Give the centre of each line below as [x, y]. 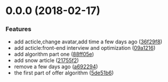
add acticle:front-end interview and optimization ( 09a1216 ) [85, 48]
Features [19, 29]
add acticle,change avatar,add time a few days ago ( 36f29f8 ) [88, 42]
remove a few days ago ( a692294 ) [56, 67]
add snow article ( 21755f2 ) [46, 60]
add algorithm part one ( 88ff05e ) [54, 54]
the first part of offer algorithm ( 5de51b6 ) [64, 73]
